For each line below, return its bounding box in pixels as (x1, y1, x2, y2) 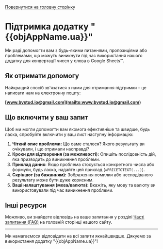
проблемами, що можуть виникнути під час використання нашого (5, 52, 143, 58)
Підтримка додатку (5, 21, 89, 32)
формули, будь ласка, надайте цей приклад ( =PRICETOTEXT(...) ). (12, 166, 145, 172)
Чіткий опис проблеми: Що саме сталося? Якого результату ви (12, 141, 145, 147)
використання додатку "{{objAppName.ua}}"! (5, 238, 98, 244)
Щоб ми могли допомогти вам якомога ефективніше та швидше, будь (5, 126, 150, 132)
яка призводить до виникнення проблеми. (12, 156, 100, 162)
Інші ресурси (5, 201, 47, 209)
